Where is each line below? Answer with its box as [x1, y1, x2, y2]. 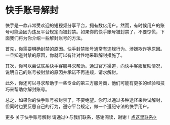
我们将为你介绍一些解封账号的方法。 [9, 35, 85, 41]
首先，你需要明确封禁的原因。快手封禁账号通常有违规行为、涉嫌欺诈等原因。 [5, 46, 165, 52]
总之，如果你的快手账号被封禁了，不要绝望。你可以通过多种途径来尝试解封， [5, 97, 165, 103]
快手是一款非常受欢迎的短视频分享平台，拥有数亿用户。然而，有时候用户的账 [5, 22, 165, 28]
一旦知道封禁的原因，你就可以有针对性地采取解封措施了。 [5, 52, 125, 58]
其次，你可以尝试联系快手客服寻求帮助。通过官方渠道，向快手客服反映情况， [5, 63, 165, 69]
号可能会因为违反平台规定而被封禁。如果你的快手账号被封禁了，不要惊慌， [5, 28, 160, 34]
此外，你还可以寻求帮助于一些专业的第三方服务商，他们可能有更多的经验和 [5, 79, 160, 86]
